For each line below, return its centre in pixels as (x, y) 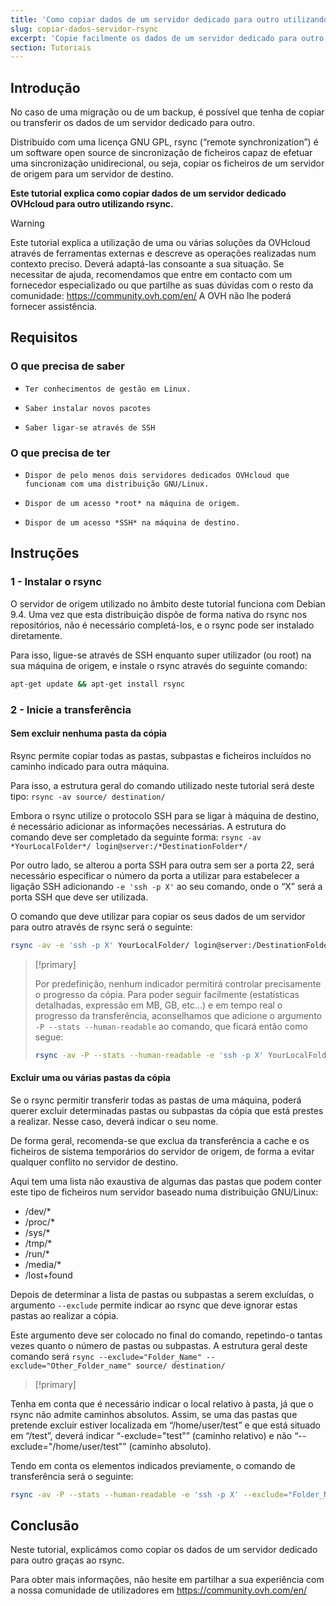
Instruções (45, 553)
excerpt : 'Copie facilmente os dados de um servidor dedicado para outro (167, 38)
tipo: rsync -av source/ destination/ (88, 796)
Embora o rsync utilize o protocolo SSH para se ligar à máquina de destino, (165, 815)
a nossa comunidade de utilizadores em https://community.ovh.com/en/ (158, 1590)
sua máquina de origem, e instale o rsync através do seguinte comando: (159, 665)
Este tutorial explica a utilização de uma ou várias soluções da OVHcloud (160, 243)
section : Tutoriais (51, 47)
